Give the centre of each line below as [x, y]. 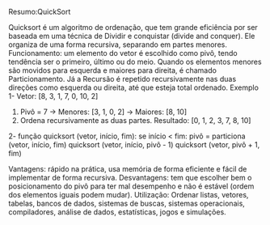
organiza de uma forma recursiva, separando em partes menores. [118, 45]
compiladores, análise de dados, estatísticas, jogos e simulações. [117, 212]
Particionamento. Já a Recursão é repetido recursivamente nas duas [122, 79]
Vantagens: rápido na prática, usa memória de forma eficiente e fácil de [128, 169]
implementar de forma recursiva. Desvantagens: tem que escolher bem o [130, 178]
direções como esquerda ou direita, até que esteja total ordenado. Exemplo [133, 87]
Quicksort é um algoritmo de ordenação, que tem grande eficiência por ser [133, 27]
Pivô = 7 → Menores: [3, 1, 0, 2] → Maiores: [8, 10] [103, 112]
